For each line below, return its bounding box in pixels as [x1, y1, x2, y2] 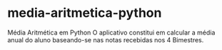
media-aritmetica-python [7, 5, 162, 21]
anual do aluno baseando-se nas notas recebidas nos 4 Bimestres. [7, 35, 204, 44]
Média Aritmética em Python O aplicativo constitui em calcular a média [7, 28, 216, 37]
